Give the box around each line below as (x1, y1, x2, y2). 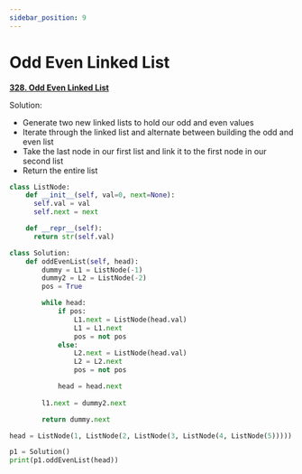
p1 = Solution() (9, 448, 70, 457)
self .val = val (32, 200, 91, 209)
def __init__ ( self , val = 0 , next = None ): (25, 191, 176, 200)
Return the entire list (22, 164, 98, 176)
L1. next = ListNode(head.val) (73, 315, 188, 324)
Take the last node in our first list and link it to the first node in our (22, 145, 268, 156)
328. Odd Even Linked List (9, 82, 110, 93)
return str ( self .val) (32, 232, 115, 241)
